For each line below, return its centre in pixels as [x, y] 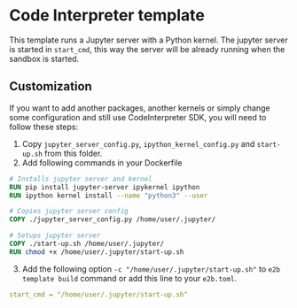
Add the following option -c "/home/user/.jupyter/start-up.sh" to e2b [151, 269]
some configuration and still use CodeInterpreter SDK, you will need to [138, 117]
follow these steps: [43, 127]
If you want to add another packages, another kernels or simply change [140, 108]
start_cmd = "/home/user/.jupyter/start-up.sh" [99, 294]
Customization [51, 86]
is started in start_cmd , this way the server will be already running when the [147, 49]
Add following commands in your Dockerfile [102, 162]
